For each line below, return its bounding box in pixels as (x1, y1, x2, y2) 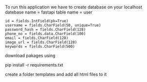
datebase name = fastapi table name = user (5, 9, 92, 15)
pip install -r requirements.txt (5, 62, 63, 67)
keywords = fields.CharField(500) (5, 44, 75, 49)
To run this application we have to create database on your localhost (5, 4, 143, 10)
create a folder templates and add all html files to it (5, 71, 107, 77)
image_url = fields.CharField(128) (5, 40, 77, 45)
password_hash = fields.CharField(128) (5, 27, 86, 32)
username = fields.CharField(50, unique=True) (5, 23, 101, 28)
